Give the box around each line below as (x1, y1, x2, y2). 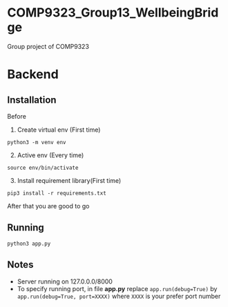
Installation (7, 94, 57, 106)
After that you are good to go (7, 201, 90, 210)
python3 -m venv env (7, 139, 67, 146)
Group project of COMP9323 (7, 42, 90, 50)
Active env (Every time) (17, 150, 84, 159)
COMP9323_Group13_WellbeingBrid (7, 5, 219, 21)
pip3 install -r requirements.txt (7, 190, 107, 197)
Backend (7, 67, 59, 82)
